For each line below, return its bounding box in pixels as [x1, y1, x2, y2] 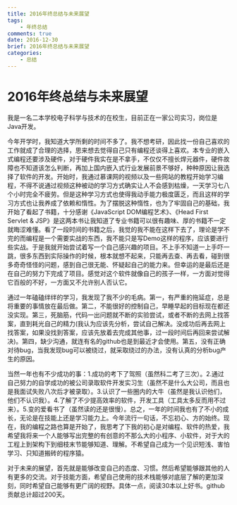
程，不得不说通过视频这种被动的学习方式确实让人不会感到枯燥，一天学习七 [7, 181, 224, 189]
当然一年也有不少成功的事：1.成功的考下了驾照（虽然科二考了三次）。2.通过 [7, 369, 224, 378]
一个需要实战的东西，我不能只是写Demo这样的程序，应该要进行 [44, 234, 229, 242]
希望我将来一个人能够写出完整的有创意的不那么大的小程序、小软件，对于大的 [7, 431, 230, 439]
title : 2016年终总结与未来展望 [7, 10, 90, 18]
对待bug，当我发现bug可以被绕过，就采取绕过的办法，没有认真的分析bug [7, 346, 221, 354]
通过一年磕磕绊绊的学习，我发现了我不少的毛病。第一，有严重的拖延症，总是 [7, 293, 230, 301]
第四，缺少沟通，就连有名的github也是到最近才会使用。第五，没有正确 [22, 337, 226, 345]
